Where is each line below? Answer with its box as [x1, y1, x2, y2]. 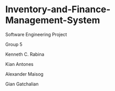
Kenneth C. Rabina [5, 51, 44, 57]
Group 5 [5, 41, 22, 47]
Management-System [5, 14, 101, 26]
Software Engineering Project [5, 31, 67, 37]
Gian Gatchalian [5, 81, 39, 87]
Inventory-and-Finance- [5, 4, 111, 15]
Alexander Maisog [5, 71, 43, 77]
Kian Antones [5, 61, 34, 67]
